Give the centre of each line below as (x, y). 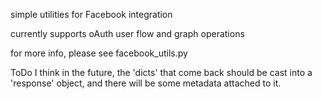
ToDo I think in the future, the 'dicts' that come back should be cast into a (161, 72)
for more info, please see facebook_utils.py (99, 53)
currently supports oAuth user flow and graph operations (127, 33)
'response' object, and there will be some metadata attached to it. (146, 83)
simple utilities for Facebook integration (91, 14)
